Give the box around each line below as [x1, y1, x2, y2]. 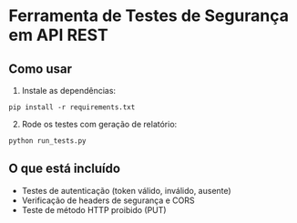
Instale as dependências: [21, 86, 116, 96]
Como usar [8, 61, 73, 76]
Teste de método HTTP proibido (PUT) [21, 204, 167, 215]
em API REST [8, 25, 108, 46]
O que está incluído [8, 161, 120, 177]
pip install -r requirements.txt [8, 103, 136, 112]
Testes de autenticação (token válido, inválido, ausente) [21, 185, 231, 196]
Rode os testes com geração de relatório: [21, 119, 178, 129]
